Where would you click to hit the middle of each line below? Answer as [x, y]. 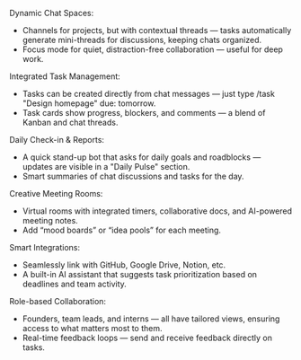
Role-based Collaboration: [58, 301]
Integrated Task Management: [65, 76]
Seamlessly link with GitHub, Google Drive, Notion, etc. [124, 265]
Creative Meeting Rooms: [56, 193]
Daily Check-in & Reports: [57, 140]
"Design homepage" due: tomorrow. [89, 103]
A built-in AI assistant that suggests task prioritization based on [140, 274]
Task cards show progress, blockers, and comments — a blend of [144, 113]
